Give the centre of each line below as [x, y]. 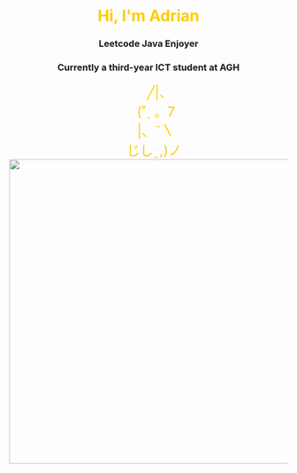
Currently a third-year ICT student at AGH [148, 67]
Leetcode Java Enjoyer [148, 43]
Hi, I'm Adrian [148, 16]
